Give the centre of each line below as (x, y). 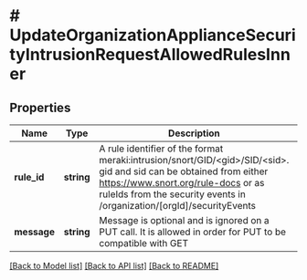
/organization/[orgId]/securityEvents (177, 206)
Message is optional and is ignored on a (184, 220)
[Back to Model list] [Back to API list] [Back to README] (114, 266)
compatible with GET (144, 243)
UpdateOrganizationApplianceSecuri (153, 35)
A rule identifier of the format (161, 149)
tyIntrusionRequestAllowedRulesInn (150, 55)
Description (194, 133)
